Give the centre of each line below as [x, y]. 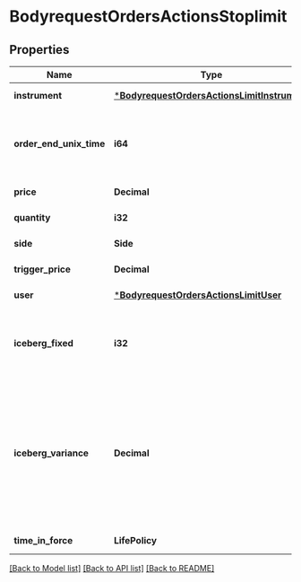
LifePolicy [135, 540]
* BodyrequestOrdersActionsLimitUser [198, 295]
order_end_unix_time [60, 143]
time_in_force [43, 540]
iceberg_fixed [44, 343]
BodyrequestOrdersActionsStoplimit [148, 17]
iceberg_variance [52, 453]
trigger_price [43, 269]
